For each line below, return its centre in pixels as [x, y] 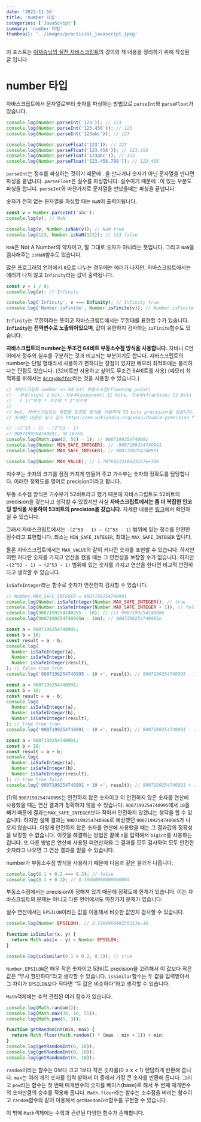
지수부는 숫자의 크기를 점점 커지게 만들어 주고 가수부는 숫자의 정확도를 [88, 474]
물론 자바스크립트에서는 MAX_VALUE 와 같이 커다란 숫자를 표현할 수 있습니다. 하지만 [100, 550]
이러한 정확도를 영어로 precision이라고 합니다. [68, 481]
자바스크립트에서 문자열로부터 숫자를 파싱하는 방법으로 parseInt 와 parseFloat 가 [100, 104]
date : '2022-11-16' [31, 12]
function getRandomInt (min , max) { [51, 1030]
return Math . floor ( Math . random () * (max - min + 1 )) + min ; [88, 1036]
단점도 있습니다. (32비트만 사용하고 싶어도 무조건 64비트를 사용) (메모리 [101, 371]
